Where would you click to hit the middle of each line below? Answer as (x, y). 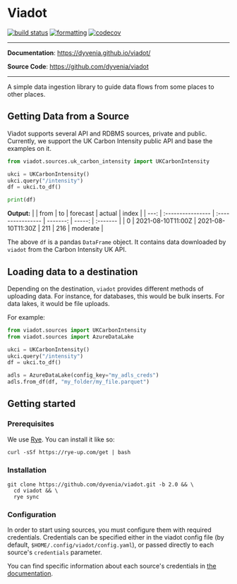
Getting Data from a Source (68, 117)
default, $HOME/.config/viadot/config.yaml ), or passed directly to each (110, 545)
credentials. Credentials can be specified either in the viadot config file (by (116, 537)
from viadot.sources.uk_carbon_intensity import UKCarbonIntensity (109, 161)
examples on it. (29, 148)
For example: (26, 317)
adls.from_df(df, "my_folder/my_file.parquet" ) (79, 382)
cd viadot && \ (36, 491)
